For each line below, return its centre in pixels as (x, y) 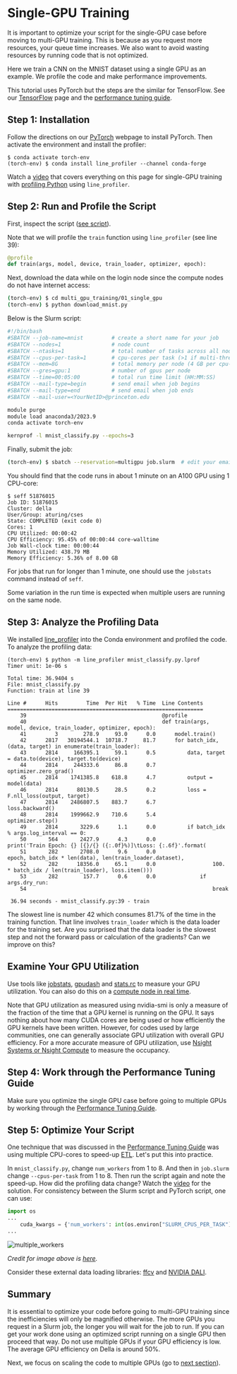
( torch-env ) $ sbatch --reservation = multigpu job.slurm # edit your (112, 462)
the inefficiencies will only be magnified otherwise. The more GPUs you (111, 1319)
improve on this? (31, 944)
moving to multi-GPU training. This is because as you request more (105, 40)
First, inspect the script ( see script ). (59, 224)
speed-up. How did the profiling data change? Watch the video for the (109, 1184)
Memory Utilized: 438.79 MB (49, 552)
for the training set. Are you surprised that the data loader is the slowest (112, 929)
